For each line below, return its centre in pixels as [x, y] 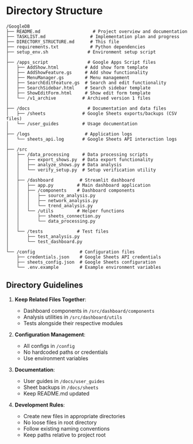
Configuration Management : [50, 334]
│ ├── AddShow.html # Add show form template [77, 67]
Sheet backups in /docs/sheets [61, 387]
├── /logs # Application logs [69, 134]
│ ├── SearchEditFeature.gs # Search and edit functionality [86, 83]
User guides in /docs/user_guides [64, 381]
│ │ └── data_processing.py [51, 221]
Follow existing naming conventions [67, 428]
